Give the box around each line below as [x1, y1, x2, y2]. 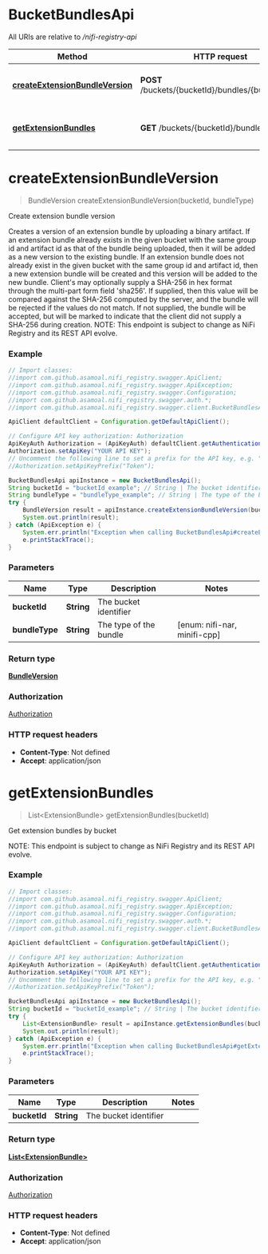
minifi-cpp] [176, 629, 221, 640]
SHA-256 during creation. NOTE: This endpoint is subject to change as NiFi [8, 319, 255, 329]
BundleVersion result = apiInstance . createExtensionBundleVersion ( [22, 506, 251, 514]
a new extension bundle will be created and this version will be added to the [8, 269, 258, 279]
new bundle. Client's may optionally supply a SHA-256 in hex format [8, 277, 233, 287]
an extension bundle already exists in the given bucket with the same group [8, 235, 257, 244]
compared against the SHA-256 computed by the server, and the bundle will [8, 294, 259, 304]
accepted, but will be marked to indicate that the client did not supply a [8, 311, 242, 321]
